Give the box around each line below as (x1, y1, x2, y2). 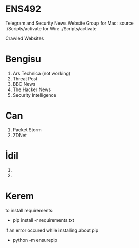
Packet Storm (12, 126, 42, 133)
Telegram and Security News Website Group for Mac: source (5, 20, 134, 26)
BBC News (12, 81, 36, 87)
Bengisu (5, 53, 42, 65)
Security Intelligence (12, 92, 56, 98)
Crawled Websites (5, 35, 44, 41)
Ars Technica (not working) (12, 70, 71, 76)
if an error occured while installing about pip (5, 227, 99, 233)
